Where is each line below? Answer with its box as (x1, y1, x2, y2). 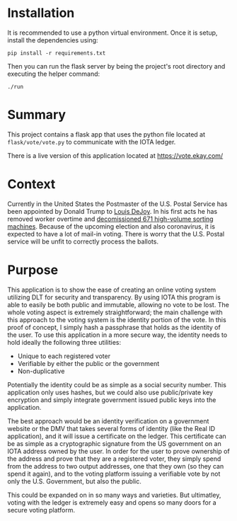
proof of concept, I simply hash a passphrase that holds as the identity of (7, 323, 221, 331)
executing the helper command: (7, 69, 100, 78)
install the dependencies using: (7, 35, 98, 44)
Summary (7, 107, 66, 123)
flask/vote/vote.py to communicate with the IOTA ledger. (7, 137, 176, 146)
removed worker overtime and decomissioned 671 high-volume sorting (7, 214, 214, 223)
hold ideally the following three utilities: (7, 338, 122, 346)
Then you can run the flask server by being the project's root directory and (7, 62, 226, 70)
